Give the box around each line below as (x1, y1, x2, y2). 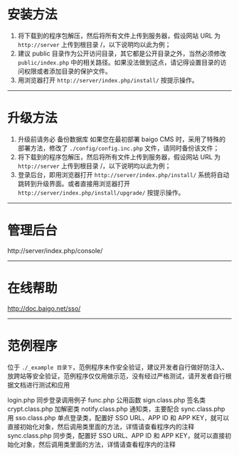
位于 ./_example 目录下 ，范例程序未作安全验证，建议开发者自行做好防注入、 (7, 363, 229, 371)
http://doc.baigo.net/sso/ (7, 304, 81, 313)
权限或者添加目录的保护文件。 (23, 67, 112, 75)
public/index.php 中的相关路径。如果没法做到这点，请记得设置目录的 (17, 58, 221, 66)
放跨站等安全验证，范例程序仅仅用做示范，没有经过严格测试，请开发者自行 (7, 371, 225, 380)
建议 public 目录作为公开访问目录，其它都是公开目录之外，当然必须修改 (17, 49, 226, 58)
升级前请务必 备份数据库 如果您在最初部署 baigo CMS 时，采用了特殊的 (17, 134, 226, 143)
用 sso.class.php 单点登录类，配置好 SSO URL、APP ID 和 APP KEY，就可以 (7, 413, 230, 422)
